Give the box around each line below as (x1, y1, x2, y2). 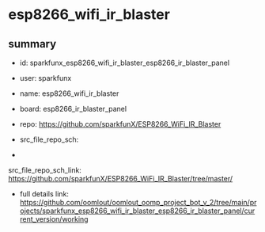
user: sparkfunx (19, 74, 72, 82)
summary (8, 37, 57, 51)
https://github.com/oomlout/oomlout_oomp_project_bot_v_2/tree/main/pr (19, 198, 257, 207)
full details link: (19, 189, 70, 199)
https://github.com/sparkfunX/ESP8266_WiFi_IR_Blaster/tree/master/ (8, 174, 233, 183)
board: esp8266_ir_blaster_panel (19, 105, 127, 113)
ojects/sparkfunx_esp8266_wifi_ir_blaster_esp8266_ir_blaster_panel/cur (19, 206, 256, 215)
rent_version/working (19, 215, 89, 223)
